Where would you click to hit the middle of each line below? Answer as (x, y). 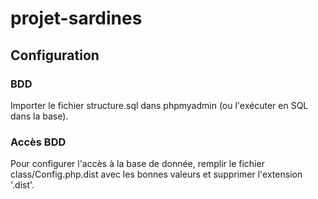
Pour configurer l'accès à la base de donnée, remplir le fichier (137, 164)
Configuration (55, 55)
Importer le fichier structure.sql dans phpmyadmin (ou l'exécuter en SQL (159, 105)
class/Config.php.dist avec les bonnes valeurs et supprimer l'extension (156, 174)
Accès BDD (38, 142)
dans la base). (39, 116)
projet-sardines (76, 18)
